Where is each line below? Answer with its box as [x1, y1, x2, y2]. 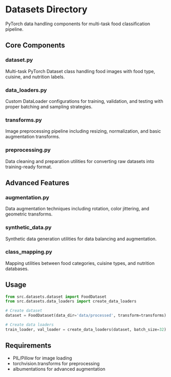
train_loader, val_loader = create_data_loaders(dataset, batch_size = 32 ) [5, 327, 167, 332]
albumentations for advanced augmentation [12, 366, 106, 372]
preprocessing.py [5, 147, 51, 154]
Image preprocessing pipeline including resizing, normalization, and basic [5, 128, 161, 134]
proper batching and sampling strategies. [5, 103, 92, 110]
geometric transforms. [5, 211, 53, 217]
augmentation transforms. [5, 134, 61, 140]
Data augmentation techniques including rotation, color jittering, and [5, 206, 150, 212]
